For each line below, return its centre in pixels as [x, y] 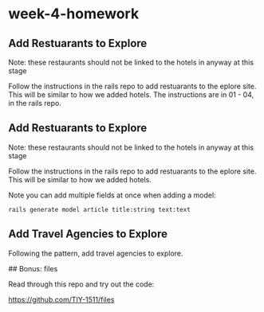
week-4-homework [74, 14]
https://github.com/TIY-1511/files [61, 299]
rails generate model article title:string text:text [100, 209]
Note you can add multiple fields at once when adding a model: [112, 195]
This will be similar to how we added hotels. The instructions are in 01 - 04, [131, 95]
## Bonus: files [33, 268]
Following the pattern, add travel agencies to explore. [96, 253]
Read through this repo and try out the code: [81, 284]
